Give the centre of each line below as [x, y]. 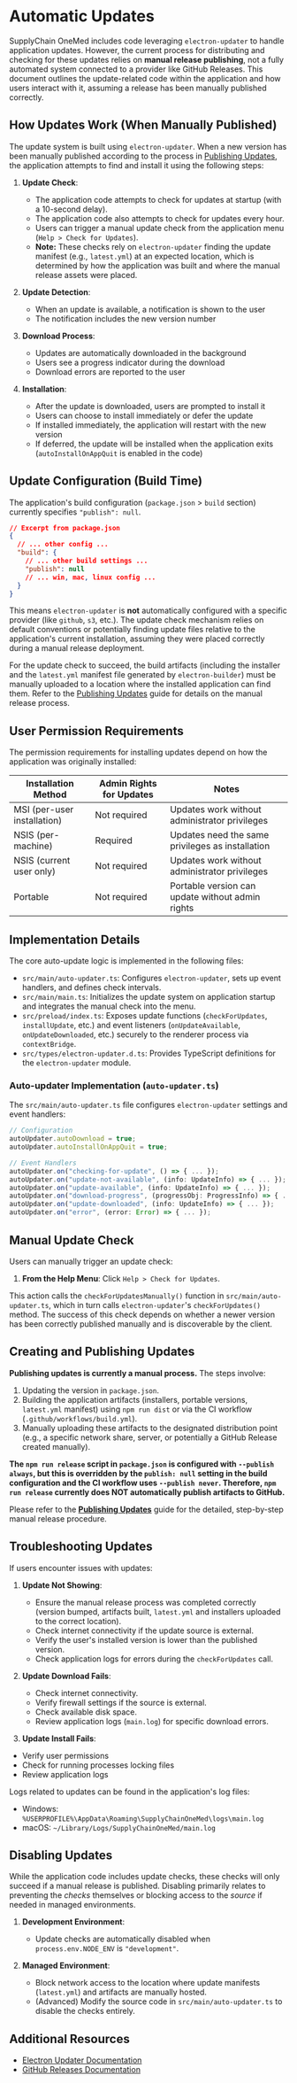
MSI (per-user [44, 809]
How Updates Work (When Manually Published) [143, 125]
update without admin [215, 897]
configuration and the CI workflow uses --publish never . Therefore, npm [143, 1483]
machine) [33, 846]
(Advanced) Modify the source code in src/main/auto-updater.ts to [159, 2002]
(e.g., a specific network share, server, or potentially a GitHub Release [149, 1437]
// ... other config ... [63, 545]
